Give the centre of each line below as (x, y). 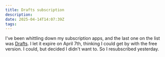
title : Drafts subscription (35, 10)
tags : (11, 24)
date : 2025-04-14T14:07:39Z (35, 19)
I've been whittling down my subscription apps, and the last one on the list (83, 38)
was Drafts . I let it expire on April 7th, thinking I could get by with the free (81, 44)
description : (19, 15)
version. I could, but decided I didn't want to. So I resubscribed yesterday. (82, 49)
